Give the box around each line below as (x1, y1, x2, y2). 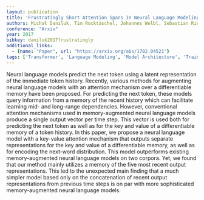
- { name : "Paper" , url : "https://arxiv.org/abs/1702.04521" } (12, 48, 170, 55)
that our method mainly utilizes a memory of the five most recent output (6, 161, 186, 168)
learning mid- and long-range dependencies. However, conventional (6, 102, 177, 110)
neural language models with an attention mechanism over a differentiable (6, 83, 192, 91)
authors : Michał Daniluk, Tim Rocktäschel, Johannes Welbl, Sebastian (6, 20, 189, 26)
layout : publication (6, 8, 59, 15)
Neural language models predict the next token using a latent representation (6, 70, 197, 78)
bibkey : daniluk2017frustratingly (6, 37, 94, 43)
